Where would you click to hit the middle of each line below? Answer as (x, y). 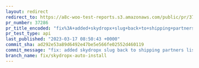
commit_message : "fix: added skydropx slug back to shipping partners (95, 50)
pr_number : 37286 (27, 22)
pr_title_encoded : (28, 28)
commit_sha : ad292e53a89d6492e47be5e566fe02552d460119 (75, 45)
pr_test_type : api (28, 34)
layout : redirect (27, 12)
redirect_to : (22, 17)
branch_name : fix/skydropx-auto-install (56, 56)
